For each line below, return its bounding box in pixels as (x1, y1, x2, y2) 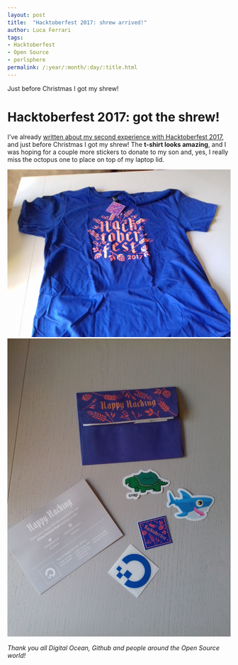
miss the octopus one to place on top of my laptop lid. (7, 155, 165, 163)
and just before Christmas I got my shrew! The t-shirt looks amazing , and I (7, 140, 227, 148)
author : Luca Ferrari (7, 26, 72, 33)
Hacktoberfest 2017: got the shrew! (7, 109, 220, 125)
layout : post (7, 11, 46, 18)
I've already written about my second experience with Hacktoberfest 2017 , (7, 132, 225, 141)
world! (7, 651, 26, 659)
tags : (7, 34, 23, 41)
